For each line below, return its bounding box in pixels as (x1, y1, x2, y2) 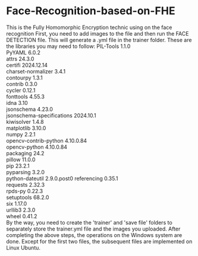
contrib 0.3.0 (6, 80, 37, 87)
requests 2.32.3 (6, 181, 45, 188)
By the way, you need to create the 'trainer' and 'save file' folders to (6, 219, 172, 226)
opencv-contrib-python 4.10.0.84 (6, 137, 87, 144)
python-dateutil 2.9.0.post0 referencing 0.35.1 (6, 175, 118, 182)
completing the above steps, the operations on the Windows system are (6, 231, 183, 238)
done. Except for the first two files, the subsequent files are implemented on (6, 238, 193, 245)
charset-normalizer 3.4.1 (6, 68, 66, 75)
